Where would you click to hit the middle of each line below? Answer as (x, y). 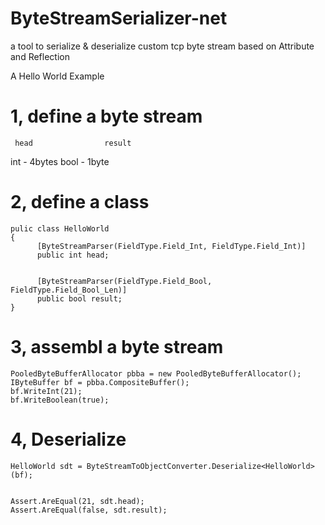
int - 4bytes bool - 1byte (60, 161)
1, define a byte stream (106, 116)
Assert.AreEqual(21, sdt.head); (77, 501)
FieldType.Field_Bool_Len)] (69, 290)
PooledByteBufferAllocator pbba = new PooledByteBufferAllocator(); (156, 373)
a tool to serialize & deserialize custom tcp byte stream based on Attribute (162, 46)
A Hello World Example (57, 76)
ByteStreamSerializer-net (119, 18)
